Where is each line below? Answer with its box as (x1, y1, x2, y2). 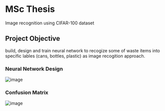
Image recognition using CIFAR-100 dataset (5, 20, 95, 26)
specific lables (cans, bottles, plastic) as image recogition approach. (5, 53, 146, 59)
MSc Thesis (5, 3, 55, 15)
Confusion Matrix (5, 89, 49, 96)
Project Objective (5, 34, 60, 43)
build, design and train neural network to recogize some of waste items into (5, 47, 161, 53)
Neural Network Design (5, 65, 63, 72)
